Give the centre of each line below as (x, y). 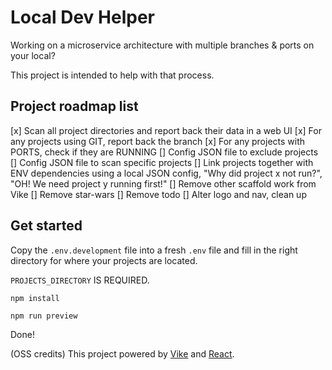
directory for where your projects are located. (104, 260)
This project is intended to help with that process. (112, 75)
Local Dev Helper (82, 17)
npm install (35, 298)
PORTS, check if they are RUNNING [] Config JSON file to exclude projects (164, 152)
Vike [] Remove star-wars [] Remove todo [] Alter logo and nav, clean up (158, 194)
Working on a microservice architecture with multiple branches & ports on (162, 45)
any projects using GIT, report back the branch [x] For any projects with (158, 141)
